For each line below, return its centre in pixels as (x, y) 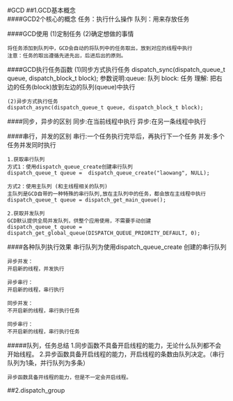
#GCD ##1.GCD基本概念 (42, 10)
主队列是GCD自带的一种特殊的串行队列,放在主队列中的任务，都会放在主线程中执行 (107, 194)
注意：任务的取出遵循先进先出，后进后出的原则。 (67, 56)
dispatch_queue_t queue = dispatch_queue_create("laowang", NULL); (109, 173)
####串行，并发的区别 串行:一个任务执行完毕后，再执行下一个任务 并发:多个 (116, 136)
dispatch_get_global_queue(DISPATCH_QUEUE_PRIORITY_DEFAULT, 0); (104, 233)
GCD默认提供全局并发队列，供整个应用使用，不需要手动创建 (79, 221)
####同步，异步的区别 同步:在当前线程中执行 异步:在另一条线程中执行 (107, 121)
